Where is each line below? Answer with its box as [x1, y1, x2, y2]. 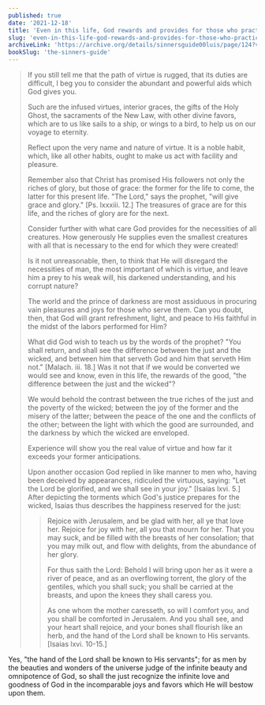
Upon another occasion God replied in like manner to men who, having [27, 468, 257, 476]
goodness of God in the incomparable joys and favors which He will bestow [8, 680, 254, 689]
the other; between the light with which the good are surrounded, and [27, 420, 254, 429]
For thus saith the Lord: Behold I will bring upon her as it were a [47, 565, 253, 574]
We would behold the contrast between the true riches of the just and [27, 395, 254, 404]
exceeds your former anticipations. [27, 452, 142, 461]
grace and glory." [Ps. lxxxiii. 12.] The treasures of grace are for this [27, 200, 247, 210]
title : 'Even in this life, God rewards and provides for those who [8, 26, 238, 34]
